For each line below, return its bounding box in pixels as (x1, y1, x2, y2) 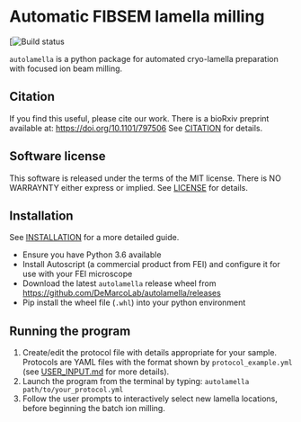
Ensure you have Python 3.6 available (22, 249, 162, 260)
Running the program (9, 323, 131, 338)
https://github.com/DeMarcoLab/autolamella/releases (22, 288, 222, 299)
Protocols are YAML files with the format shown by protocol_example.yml (22, 357, 293, 368)
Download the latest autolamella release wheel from (22, 278, 217, 289)
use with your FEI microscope (22, 268, 133, 280)
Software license (9, 148, 106, 164)
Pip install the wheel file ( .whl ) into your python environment (22, 297, 246, 308)
